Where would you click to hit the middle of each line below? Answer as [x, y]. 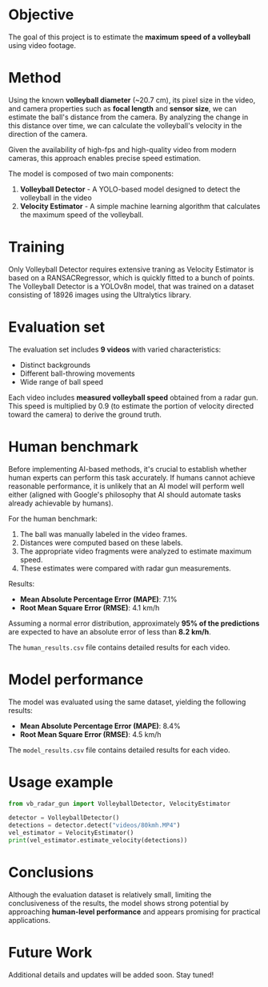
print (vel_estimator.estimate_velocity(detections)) [98, 840]
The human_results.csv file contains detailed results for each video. [119, 647]
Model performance [76, 679]
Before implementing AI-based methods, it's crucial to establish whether [128, 469]
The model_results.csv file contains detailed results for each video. [119, 750]
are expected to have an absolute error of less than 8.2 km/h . [110, 631]
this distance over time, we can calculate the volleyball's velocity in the [125, 125]
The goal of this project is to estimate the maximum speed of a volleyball [129, 37]
